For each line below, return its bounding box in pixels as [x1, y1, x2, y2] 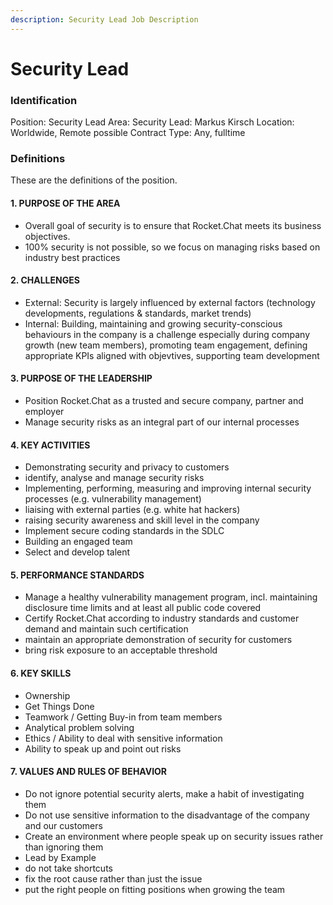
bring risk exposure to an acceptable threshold [24, 644, 218, 656]
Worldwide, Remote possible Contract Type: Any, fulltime [10, 127, 246, 139]
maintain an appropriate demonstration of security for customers [24, 634, 293, 646]
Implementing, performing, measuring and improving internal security [24, 482, 312, 495]
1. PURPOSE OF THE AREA [10, 197, 121, 209]
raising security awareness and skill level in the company [24, 514, 260, 526]
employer [24, 406, 65, 418]
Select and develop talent [24, 546, 131, 558]
